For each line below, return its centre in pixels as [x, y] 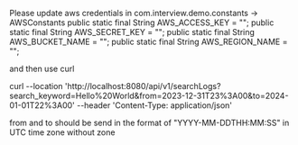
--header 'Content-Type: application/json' [154, 105]
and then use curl [42, 68]
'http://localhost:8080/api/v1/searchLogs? [143, 86]
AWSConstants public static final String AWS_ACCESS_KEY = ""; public [142, 23]
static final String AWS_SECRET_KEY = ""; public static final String [132, 32]
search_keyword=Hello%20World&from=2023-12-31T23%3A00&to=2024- [149, 95]
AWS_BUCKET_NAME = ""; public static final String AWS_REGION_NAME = [149, 41]
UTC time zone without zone [62, 132]
